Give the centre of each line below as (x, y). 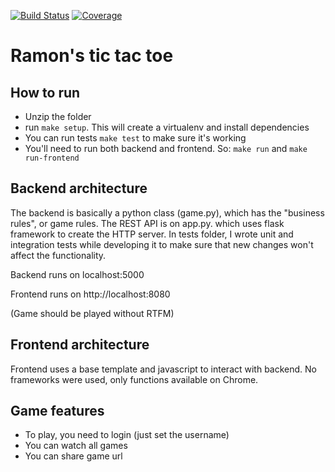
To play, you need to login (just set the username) (127, 435)
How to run (45, 92)
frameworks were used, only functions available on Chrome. (134, 379)
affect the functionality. (58, 255)
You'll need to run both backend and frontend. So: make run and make (166, 148)
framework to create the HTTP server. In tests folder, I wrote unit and (152, 234)
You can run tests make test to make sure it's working (135, 138)
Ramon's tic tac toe (92, 56)
